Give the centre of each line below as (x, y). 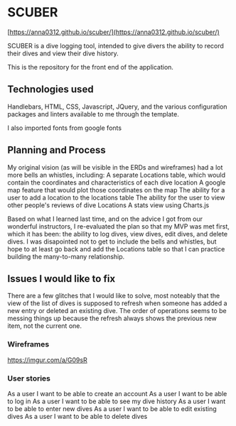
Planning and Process (57, 150)
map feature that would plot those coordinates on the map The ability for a (116, 190)
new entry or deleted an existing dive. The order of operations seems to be (117, 311)
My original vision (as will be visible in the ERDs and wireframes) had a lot (115, 167)
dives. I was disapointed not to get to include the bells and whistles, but (112, 241)
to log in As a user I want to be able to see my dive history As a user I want (117, 401)
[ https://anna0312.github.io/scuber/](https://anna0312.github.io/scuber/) (114, 32)
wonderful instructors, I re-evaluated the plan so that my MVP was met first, (118, 226)
